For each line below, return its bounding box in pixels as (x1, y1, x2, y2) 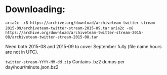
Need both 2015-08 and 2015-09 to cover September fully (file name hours (5, 43, 162, 49)
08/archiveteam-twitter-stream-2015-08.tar (5, 34, 99, 40)
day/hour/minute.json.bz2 (5, 64, 59, 70)
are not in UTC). (5, 49, 39, 55)
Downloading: (5, 4, 66, 15)
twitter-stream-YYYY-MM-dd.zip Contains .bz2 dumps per (5, 58, 125, 64)
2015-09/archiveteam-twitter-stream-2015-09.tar (5, 25, 110, 31)
